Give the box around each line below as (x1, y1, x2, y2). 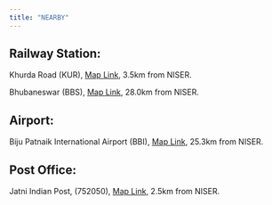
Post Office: (9, 162, 77, 177)
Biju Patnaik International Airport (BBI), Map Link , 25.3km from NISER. (9, 136, 264, 147)
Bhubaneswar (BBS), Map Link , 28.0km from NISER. (9, 86, 200, 98)
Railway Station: (9, 46, 101, 61)
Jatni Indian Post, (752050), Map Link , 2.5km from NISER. (9, 186, 220, 197)
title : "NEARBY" (9, 12, 69, 22)
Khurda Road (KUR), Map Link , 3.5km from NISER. (9, 70, 193, 80)
